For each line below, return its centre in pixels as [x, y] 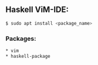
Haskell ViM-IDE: [37, 10]
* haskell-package [28, 56]
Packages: [21, 38]
